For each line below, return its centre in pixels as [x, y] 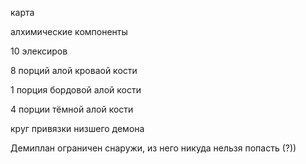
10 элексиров [39, 51]
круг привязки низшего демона [77, 128]
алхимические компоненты [69, 31]
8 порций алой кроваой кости [74, 70]
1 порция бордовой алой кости [76, 90]
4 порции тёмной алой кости [72, 109]
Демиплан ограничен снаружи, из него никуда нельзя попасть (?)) [153, 148]
